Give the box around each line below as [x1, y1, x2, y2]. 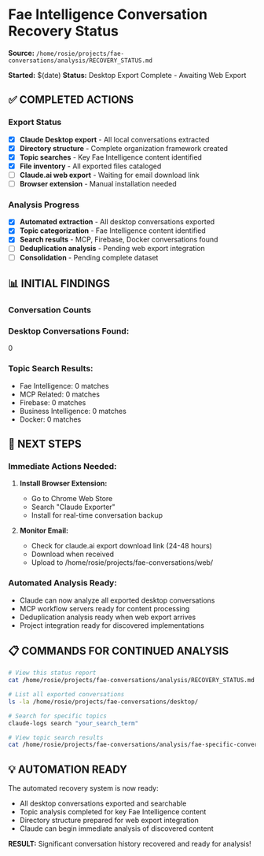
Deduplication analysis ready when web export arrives [19, 612, 196, 622]
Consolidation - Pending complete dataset [19, 253, 159, 262]
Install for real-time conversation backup [31, 511, 163, 520]
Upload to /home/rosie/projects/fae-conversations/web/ [31, 558, 214, 567]
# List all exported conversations [8, 691, 125, 699]
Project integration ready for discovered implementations [19, 620, 204, 630]
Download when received [31, 549, 115, 559]
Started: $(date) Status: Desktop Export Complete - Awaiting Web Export [8, 70, 247, 79]
